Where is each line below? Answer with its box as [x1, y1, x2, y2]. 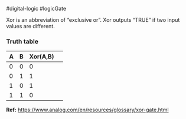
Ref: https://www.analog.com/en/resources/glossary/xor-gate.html [6, 106, 169, 114]
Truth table [6, 37, 38, 45]
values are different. [6, 23, 55, 29]
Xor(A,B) [29, 52, 54, 61]
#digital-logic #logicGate [6, 5, 67, 12]
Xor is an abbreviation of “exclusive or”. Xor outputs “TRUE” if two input [6, 16, 180, 23]
